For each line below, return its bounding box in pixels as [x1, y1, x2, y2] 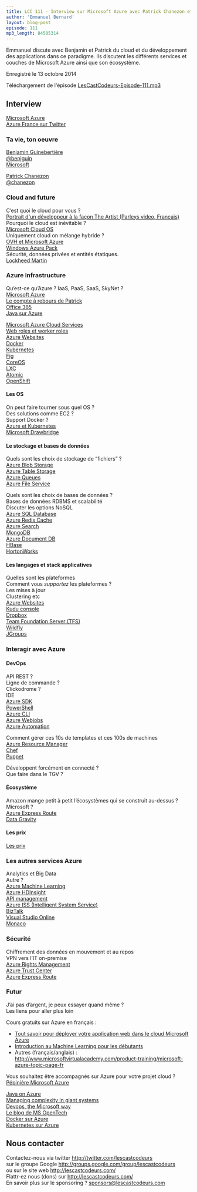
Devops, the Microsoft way [6, 1103, 72, 1110]
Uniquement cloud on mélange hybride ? [6, 231, 104, 239]
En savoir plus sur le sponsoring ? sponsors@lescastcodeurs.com [6, 1179, 165, 1186]
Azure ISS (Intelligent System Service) [6, 901, 98, 908]
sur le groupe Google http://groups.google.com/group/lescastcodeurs [6, 1160, 176, 1167]
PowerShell [6, 704, 33, 711]
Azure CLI [6, 710, 30, 717]
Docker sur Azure [6, 1115, 49, 1122]
